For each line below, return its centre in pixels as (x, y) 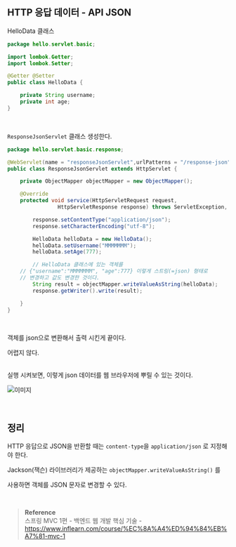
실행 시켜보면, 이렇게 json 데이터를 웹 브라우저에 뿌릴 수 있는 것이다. (100, 375)
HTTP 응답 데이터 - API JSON (70, 13)
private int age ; (45, 102)
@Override (34, 194)
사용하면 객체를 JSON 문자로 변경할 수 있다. (67, 485)
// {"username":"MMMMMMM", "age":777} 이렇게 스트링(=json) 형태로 (114, 271)
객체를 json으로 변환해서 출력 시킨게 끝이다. (67, 338)
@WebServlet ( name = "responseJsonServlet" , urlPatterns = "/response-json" (119, 162)
